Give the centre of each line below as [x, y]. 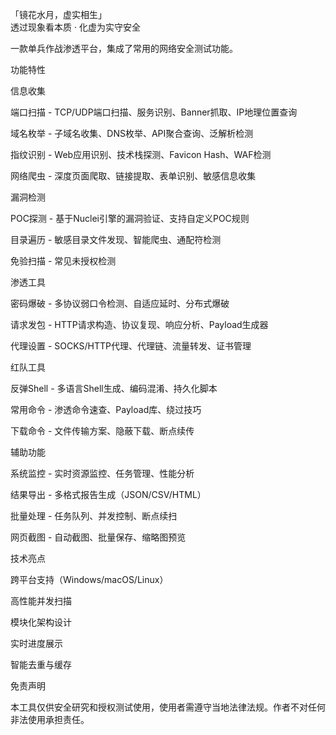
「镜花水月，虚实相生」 [58, 14]
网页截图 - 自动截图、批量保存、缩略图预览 [98, 537]
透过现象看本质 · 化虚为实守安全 [75, 27]
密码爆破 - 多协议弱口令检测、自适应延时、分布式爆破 [120, 303]
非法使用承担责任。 [50, 719]
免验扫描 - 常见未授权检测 [63, 261]
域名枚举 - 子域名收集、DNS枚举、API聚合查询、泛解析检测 [132, 133]
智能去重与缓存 [41, 664]
